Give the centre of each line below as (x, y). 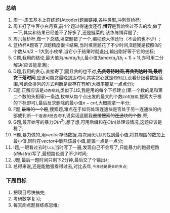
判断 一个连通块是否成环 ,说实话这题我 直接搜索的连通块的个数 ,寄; (85, 116)
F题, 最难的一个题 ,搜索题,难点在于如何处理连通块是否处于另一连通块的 (85, 109)
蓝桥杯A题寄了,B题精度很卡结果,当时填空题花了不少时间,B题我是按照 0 (85, 45)
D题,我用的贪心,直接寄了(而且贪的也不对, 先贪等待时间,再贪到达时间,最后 (88, 71)
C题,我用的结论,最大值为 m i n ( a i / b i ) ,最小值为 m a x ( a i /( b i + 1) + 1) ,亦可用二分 (88, 58)
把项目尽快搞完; (29, 192)
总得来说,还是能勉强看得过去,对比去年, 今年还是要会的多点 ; (70, 166)
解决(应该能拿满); (31, 65)
